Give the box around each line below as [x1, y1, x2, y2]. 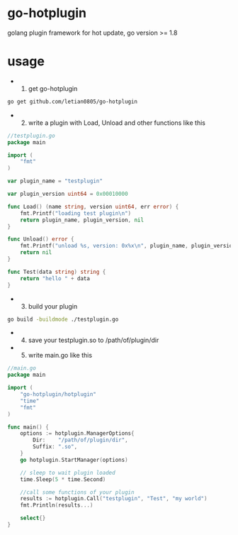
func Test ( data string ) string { [7, 268, 106, 275]
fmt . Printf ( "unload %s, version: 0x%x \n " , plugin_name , [20, 243, 189, 250]
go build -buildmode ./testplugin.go [7, 316, 119, 323]
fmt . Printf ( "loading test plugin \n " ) [20, 209, 132, 217]
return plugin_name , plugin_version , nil [20, 216, 144, 224]
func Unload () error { [7, 236, 74, 243]
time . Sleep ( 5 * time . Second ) [20, 475, 106, 483]
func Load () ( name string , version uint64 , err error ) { [7, 203, 179, 210]
